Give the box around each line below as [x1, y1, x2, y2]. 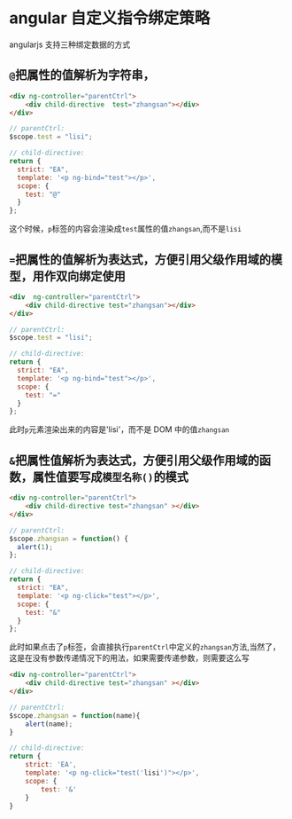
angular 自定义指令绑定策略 [9, 8, 211, 28]
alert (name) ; [25, 720, 73, 728]
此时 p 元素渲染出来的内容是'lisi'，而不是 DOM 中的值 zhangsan [9, 424, 230, 435]
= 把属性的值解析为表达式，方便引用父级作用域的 [9, 252, 272, 267]
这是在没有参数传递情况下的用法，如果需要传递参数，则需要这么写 [9, 653, 250, 664]
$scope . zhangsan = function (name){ [9, 711, 141, 720]
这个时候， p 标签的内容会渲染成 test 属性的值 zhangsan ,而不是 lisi [9, 224, 242, 234]
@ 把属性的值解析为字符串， [9, 67, 155, 83]
